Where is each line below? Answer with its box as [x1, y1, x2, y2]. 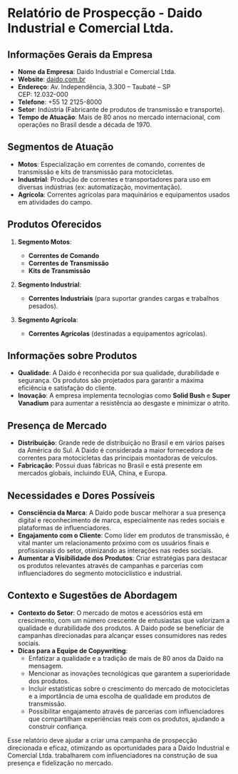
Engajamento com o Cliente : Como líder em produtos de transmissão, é [17, 531, 229, 540]
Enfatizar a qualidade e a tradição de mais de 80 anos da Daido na [28, 654, 224, 662]
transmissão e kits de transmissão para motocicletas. [17, 167, 175, 176]
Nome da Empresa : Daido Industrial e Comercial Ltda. [17, 68, 176, 76]
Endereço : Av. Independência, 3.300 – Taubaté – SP [17, 83, 171, 91]
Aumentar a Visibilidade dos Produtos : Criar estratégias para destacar [17, 554, 228, 562]
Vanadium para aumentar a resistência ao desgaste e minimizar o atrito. [17, 399, 230, 408]
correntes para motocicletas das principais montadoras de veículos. [17, 454, 218, 463]
